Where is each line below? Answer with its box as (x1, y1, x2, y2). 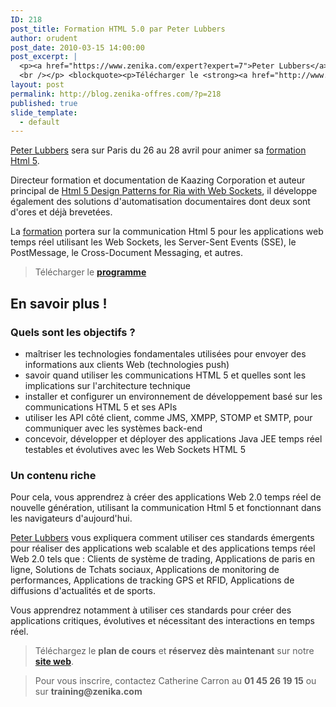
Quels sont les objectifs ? (10, 325, 136, 339)
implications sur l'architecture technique (24, 379, 191, 391)
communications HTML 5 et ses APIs (24, 401, 178, 413)
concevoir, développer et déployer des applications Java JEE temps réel (24, 432, 323, 445)
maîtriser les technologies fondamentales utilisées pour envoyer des (24, 347, 307, 360)
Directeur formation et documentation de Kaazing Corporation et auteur (10, 174, 306, 186)
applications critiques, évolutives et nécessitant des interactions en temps (10, 615, 315, 627)
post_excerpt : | (10, 52, 78, 62)
